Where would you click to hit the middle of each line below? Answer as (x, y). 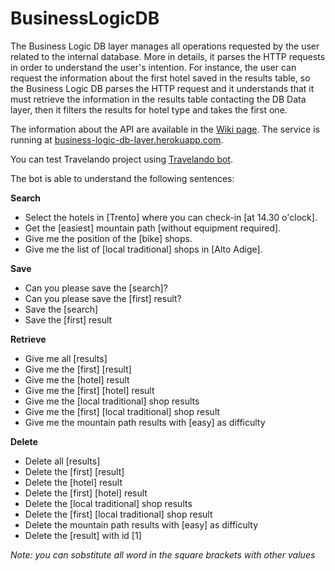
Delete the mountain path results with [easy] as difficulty (141, 524)
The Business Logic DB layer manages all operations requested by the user (165, 46)
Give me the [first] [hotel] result (89, 390)
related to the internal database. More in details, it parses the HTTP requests (168, 56)
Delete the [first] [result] (74, 471)
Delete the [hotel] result (73, 482)
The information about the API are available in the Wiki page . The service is (165, 129)
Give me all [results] (66, 358)
